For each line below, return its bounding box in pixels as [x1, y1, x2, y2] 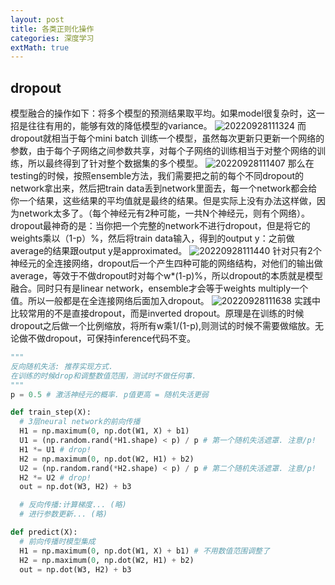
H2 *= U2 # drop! [19, 472, 92, 483]
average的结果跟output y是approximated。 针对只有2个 [10, 245, 322, 257]
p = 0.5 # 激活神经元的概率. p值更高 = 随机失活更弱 [10, 389, 209, 400]
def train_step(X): [10, 407, 92, 418]
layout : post [10, 14, 65, 25]
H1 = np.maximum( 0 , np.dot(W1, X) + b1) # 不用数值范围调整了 [19, 546, 270, 556]
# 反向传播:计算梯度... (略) [19, 500, 127, 510]
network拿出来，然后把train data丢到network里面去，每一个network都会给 [10, 182, 318, 195]
